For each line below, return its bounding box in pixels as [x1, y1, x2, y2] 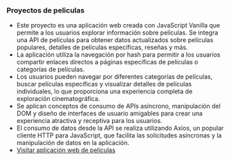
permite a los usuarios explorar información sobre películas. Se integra [16, 28, 219, 37]
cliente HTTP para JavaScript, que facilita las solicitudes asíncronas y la [16, 131, 222, 140]
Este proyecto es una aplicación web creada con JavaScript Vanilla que [16, 21, 221, 30]
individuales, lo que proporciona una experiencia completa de [16, 87, 193, 95]
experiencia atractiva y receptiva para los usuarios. [16, 117, 163, 125]
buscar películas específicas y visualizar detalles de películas [16, 80, 192, 88]
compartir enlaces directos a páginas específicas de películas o [16, 58, 198, 66]
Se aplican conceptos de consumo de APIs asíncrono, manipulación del [16, 102, 221, 111]
